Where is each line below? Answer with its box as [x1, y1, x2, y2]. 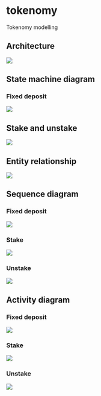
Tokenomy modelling [6, 24, 58, 31]
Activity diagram [6, 295, 70, 305]
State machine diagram [6, 74, 95, 84]
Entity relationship [6, 156, 77, 166]
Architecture [6, 41, 55, 51]
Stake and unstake [6, 123, 78, 133]
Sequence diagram [6, 189, 79, 200]
